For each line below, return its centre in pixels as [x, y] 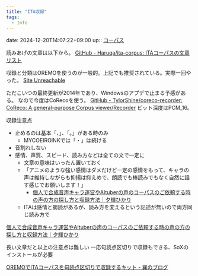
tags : [13, 17]
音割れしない [30, 148]
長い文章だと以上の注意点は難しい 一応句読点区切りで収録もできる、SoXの [97, 248]
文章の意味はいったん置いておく [63, 163]
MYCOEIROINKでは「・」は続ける [65, 141]
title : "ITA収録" [27, 12]
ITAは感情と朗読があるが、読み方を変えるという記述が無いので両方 [106, 207]
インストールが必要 [30, 255]
